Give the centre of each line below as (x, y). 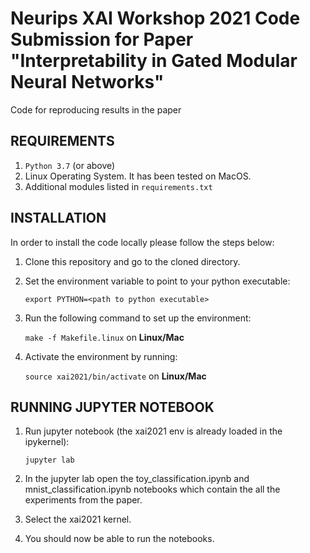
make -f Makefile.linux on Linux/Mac (104, 337)
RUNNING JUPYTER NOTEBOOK (112, 407)
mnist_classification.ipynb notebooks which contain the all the (152, 489)
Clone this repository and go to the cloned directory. (132, 261)
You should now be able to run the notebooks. (119, 539)
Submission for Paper (102, 39)
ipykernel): (47, 442)
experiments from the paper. (83, 500)
